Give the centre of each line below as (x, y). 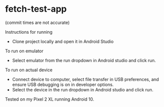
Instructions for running (29, 32)
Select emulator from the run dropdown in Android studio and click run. (84, 60)
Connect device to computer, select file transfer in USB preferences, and (85, 79)
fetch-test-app (36, 9)
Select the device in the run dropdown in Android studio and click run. (82, 89)
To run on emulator (24, 51)
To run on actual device (29, 70)
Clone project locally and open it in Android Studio (63, 41)
